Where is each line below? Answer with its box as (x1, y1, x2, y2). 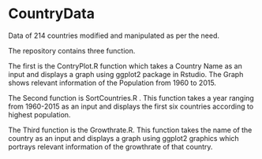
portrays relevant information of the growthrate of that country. (8, 142, 213, 151)
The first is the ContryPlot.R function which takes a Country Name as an (8, 61, 242, 71)
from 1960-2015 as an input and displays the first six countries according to (8, 102, 254, 111)
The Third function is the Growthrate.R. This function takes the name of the (8, 125, 253, 135)
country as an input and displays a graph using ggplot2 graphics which (8, 133, 239, 142)
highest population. (8, 109, 71, 119)
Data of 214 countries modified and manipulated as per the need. (8, 31, 219, 40)
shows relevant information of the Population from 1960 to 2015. (8, 78, 217, 87)
